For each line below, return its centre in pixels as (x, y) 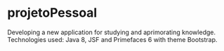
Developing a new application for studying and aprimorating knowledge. (112, 32)
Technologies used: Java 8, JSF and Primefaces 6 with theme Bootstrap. (112, 39)
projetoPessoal (52, 13)
